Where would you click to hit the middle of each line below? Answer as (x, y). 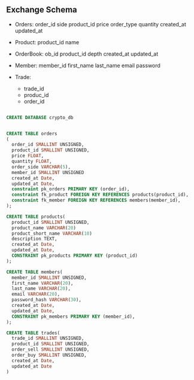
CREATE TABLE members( (34, 272)
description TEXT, (35, 239)
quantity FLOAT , (32, 162)
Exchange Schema (42, 10)
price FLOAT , (28, 156)
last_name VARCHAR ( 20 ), (41, 289)
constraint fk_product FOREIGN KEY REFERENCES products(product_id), (100, 195)
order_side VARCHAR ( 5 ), (41, 167)
